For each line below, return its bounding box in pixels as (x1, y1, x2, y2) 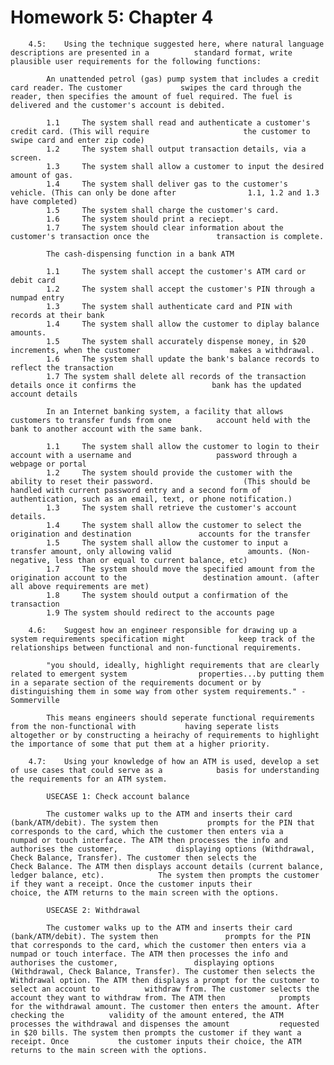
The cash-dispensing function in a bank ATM (46, 249, 235, 259)
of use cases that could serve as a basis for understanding (10, 765, 320, 775)
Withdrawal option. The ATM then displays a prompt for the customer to (10, 975, 320, 985)
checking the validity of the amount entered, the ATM (10, 1010, 284, 1020)
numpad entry (10, 292, 65, 303)
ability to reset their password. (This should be (10, 476, 311, 486)
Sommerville (10, 695, 60, 705)
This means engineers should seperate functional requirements (46, 712, 315, 723)
